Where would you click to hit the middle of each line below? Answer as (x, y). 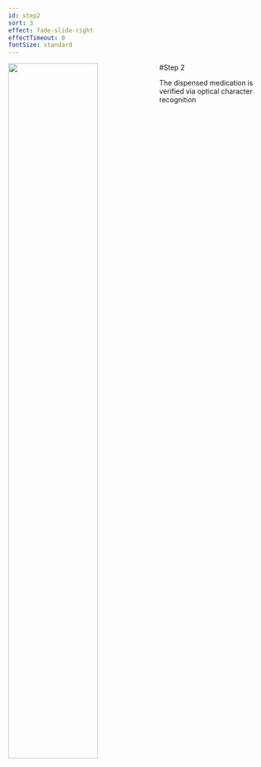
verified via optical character (206, 91)
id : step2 (25, 15)
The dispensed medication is (206, 83)
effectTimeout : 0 (37, 38)
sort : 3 (21, 23)
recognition (178, 100)
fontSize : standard (40, 45)
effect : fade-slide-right (51, 30)
